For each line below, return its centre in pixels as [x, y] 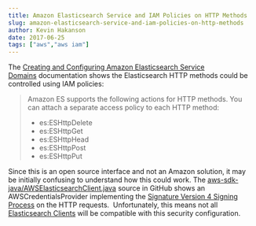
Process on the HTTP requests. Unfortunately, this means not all [113, 205]
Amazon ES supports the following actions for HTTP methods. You [135, 99]
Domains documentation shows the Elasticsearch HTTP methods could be [128, 76]
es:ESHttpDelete [66, 123]
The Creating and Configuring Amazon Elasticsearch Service [106, 67]
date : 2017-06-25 [37, 37]
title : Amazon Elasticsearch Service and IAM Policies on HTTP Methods [128, 15]
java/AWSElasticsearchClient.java [62, 188]
